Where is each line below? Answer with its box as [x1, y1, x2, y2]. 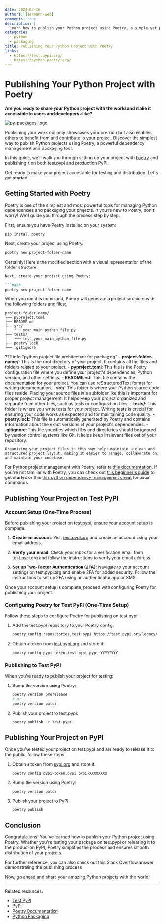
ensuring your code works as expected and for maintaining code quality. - [5, 411, 155, 417]
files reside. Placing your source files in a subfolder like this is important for [5, 390, 158, 396]
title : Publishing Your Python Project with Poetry [5, 44, 113, 49]
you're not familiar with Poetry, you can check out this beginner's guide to [5, 469, 155, 475]
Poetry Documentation [12, 908, 58, 914]
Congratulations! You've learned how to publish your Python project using [5, 834, 155, 840]
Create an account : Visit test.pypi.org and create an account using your [12, 535, 158, 541]
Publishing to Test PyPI [5, 662, 61, 669]
